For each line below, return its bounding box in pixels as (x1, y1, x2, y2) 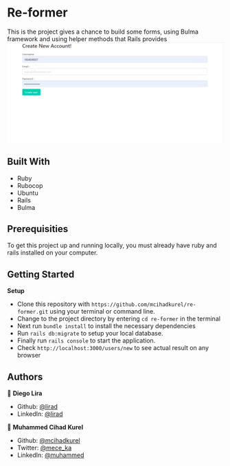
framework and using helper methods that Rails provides (7, 34, 168, 43)
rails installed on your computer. (7, 248, 98, 257)
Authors (7, 371, 43, 382)
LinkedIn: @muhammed (16, 451, 84, 459)
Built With (7, 156, 50, 167)
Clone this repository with (16, 300, 91, 308)
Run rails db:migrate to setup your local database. (16, 329, 163, 338)
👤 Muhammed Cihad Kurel (7, 423, 84, 431)
